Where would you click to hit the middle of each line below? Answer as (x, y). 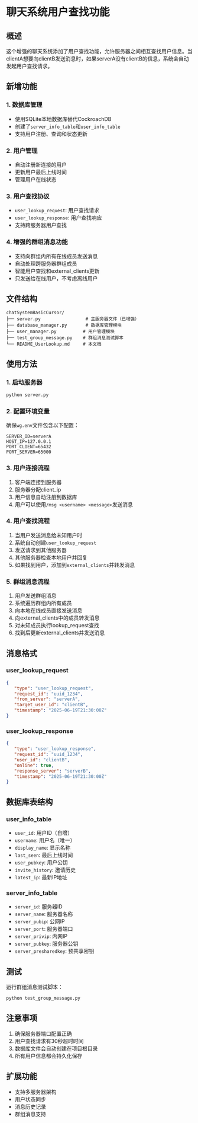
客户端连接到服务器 (38, 482)
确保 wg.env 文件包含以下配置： (43, 425)
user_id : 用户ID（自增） (43, 832)
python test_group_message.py (43, 998)
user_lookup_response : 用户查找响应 (58, 218)
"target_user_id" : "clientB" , (51, 705)
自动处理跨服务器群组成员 (46, 263)
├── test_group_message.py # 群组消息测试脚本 (65, 338)
